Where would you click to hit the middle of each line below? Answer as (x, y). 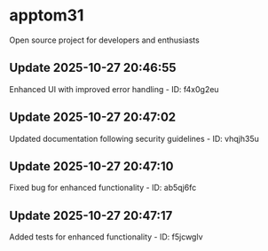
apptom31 (47, 16)
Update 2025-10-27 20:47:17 (91, 215)
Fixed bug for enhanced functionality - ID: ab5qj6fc (103, 188)
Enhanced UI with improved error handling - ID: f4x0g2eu (114, 89)
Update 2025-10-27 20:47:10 (91, 166)
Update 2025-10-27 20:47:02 (93, 118)
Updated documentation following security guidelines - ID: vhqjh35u (134, 138)
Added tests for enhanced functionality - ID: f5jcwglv (106, 237)
